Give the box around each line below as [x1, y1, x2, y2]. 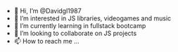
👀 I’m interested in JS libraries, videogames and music [13, 14, 172, 22]
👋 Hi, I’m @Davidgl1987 [13, 7, 82, 15]
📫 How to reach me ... [13, 37, 80, 45]
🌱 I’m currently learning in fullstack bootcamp [13, 22, 146, 30]
